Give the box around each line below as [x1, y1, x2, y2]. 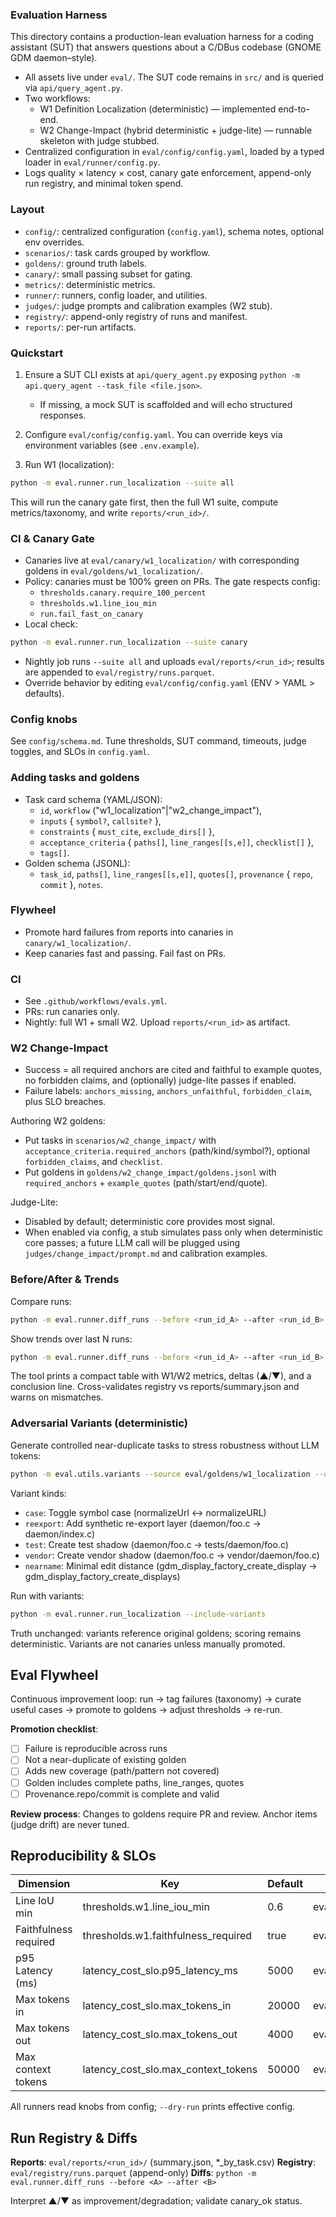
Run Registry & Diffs [10, 2129, 138, 2147]
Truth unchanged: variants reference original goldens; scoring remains [10, 1627, 302, 1639]
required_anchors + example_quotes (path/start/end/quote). [24, 1177, 268, 1189]
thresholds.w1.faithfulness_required [82, 1929, 253, 1943]
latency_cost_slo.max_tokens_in [82, 1999, 232, 2013]
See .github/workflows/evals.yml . [24, 995, 168, 1007]
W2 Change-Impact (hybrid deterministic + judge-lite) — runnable [39, 124, 313, 137]
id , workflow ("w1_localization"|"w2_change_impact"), [39, 804, 263, 816]
